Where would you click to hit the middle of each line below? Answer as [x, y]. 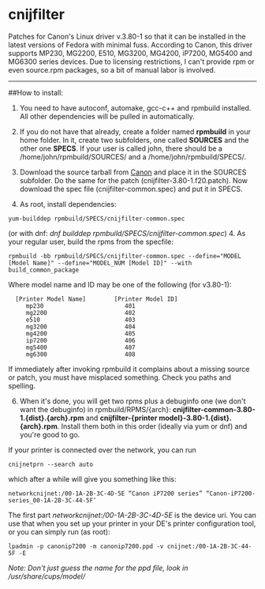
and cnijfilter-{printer [121, 418]
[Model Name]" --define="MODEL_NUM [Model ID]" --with [100, 263]
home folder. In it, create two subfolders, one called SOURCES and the [134, 140]
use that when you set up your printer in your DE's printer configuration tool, [132, 523]
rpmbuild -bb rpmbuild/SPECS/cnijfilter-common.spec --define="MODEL [125, 256]
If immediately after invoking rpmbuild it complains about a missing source [129, 369]
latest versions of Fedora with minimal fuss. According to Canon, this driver [131, 44]
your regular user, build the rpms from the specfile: [91, 242]
